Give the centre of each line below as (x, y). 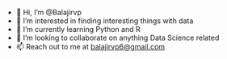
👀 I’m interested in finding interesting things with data (105, 21)
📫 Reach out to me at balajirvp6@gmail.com (90, 47)
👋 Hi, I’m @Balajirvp (49, 12)
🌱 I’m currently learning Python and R (78, 29)
